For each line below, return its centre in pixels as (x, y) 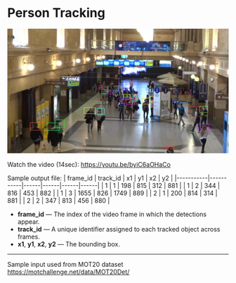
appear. (28, 222)
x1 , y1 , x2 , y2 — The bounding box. (69, 244)
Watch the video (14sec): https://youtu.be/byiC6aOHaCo (89, 165)
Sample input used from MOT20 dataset (65, 265)
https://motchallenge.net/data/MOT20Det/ (68, 272)
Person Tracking (56, 13)
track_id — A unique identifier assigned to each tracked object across (119, 229)
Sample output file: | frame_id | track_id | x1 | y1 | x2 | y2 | (90, 178)
